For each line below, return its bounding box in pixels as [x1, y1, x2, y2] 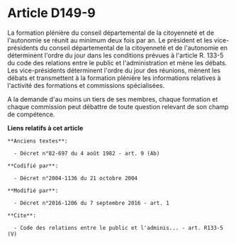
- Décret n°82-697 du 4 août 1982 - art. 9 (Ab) [13, 150, 160, 157]
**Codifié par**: [7, 162, 59, 170]
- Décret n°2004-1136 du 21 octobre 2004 [13, 174, 138, 182]
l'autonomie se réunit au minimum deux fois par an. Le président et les [7, 35, 213, 44]
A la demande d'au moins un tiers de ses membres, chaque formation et [7, 94, 218, 104]
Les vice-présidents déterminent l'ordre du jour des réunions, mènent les [7, 66, 221, 74]
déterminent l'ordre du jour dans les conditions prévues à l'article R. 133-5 [7, 51, 224, 60]
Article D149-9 [7, 5, 96, 21]
